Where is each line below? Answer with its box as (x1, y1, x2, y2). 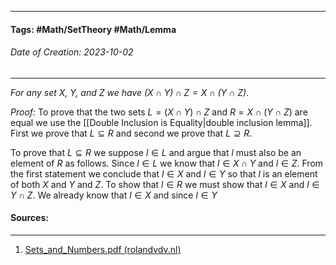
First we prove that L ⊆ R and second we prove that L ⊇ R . (10, 127, 253, 139)
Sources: (10, 212, 49, 224)
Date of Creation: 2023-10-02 (10, 46, 134, 58)
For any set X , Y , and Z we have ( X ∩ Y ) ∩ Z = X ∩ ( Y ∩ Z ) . (10, 86, 250, 98)
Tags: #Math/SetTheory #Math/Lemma (10, 23, 177, 35)
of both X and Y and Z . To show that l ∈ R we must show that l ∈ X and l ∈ (10, 178, 320, 190)
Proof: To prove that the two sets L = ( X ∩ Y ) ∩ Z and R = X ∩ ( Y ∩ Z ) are (10, 106, 308, 118)
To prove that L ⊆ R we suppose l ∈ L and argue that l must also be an (10, 146, 302, 158)
